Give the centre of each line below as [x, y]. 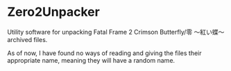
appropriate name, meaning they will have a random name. [91, 60]
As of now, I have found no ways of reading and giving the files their [105, 53]
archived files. [27, 39]
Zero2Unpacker [54, 12]
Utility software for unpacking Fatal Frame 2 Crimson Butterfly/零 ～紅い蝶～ [116, 32]
